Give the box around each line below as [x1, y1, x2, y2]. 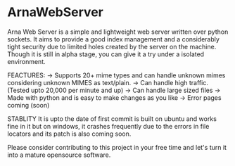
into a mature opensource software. [7, 151, 111, 159]
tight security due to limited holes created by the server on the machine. [7, 42, 217, 51]
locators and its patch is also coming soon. [7, 129, 132, 138]
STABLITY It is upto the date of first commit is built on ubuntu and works [7, 114, 217, 123]
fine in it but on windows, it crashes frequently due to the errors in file [7, 122, 210, 130]
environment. [7, 57, 46, 65]
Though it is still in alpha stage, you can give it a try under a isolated [7, 50, 205, 58]
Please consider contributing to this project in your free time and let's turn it [7, 143, 227, 151]
